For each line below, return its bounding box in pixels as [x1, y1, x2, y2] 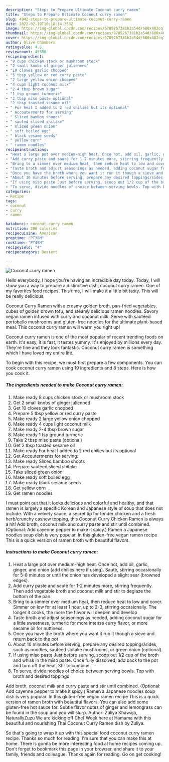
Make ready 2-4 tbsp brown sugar [13, 427, 84, 433]
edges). [13, 578, 29, 584]
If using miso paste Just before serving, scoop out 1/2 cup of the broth [13, 652, 159, 658]
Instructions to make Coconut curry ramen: [6, 548, 98, 554]
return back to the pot [13, 636, 59, 642]
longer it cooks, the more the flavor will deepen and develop [13, 610, 137, 616]
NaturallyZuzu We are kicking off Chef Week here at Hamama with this [6, 715, 151, 721]
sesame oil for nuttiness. [13, 625, 64, 632]
